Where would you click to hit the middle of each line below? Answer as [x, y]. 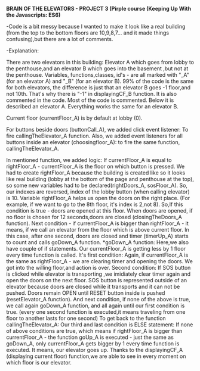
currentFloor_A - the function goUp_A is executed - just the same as [90, 337]
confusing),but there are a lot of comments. [60, 39]
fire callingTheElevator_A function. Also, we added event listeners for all [95, 136]
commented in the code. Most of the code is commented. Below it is [90, 100]
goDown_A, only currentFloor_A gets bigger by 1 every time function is [93, 344]
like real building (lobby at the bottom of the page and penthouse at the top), [100, 179]
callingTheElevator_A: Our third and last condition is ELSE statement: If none [100, 325]
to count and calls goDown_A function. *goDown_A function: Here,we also [98, 242]
